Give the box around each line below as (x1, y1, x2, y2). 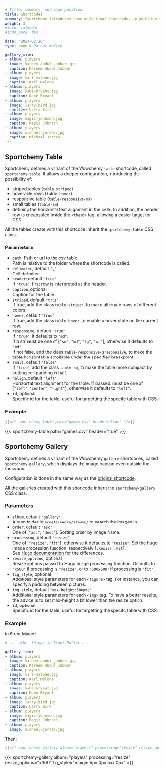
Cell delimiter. (12, 271, 40, 276)
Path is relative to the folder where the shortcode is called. (12, 260, 131, 266)
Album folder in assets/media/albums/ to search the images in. (12, 519, 138, 524)
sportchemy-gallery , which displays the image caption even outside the (5, 461, 150, 467)
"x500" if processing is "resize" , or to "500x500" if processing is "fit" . (12, 566, 155, 572)
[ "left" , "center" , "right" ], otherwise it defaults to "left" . (12, 385, 132, 391)
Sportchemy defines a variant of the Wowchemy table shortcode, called (5, 165, 151, 172)
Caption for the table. (12, 292, 55, 298)
